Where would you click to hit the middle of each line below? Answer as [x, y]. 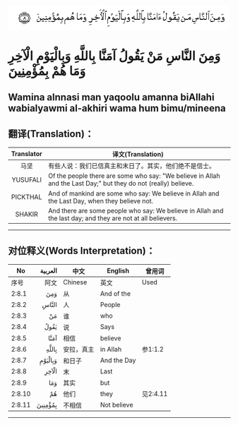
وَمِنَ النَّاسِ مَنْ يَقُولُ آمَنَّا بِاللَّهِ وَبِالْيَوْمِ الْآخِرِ [114, 56]
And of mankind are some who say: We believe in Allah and [133, 193]
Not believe [117, 405]
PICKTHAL [26, 197]
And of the [115, 293]
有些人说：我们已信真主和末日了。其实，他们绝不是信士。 [131, 166]
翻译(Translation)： [51, 134]
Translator [26, 154]
